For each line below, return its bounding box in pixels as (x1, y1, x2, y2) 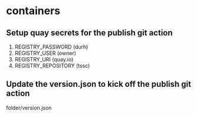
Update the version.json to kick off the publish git (6, 79, 192, 89)
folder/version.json (6, 104, 52, 111)
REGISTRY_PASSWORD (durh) (14, 43, 88, 50)
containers (6, 4, 61, 18)
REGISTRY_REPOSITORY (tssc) (14, 62, 90, 69)
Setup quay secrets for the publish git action (6, 28, 173, 38)
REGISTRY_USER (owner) (14, 50, 77, 57)
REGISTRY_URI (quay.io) (14, 56, 74, 63)
